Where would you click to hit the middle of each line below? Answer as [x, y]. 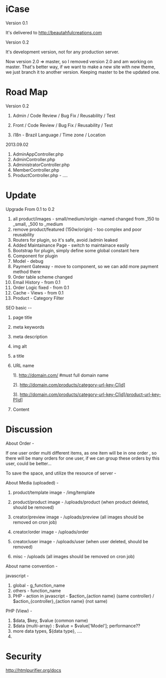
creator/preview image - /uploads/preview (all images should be [78, 517]
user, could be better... [28, 463]
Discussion [29, 429]
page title [23, 317]
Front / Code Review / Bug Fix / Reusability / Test [63, 125]
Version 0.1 [17, 23]
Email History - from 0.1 [37, 282]
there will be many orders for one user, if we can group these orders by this [83, 458]
